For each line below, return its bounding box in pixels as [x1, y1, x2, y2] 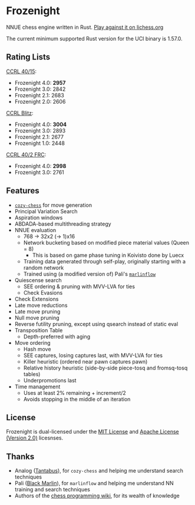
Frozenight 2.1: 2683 [14, 91, 65, 98]
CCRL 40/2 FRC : [6, 151, 47, 158]
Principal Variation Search [14, 207, 78, 214]
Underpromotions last [23, 377, 77, 384]
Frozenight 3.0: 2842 [14, 85, 66, 93]
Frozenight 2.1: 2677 [14, 133, 64, 140]
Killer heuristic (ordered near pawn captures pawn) [23, 358, 148, 365]
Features [6, 186, 39, 196]
